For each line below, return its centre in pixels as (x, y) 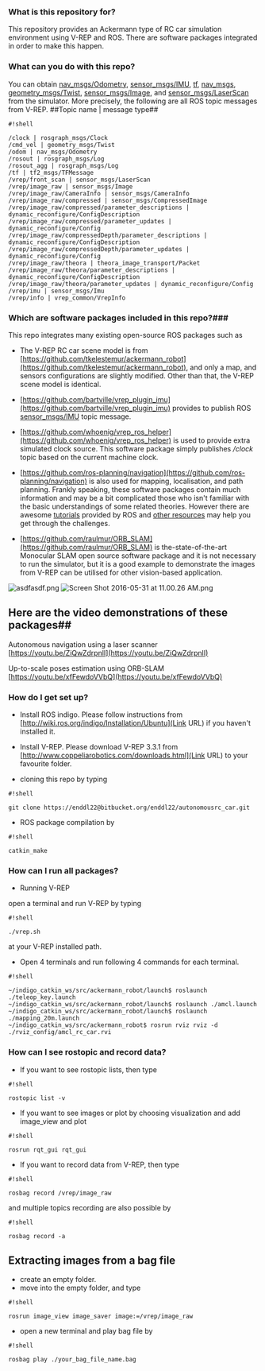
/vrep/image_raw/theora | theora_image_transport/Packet (104, 263)
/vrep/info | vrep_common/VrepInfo (67, 298)
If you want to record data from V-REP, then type (100, 1164)
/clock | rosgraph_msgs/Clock (58, 137)
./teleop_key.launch (42, 997)
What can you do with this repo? (72, 67)
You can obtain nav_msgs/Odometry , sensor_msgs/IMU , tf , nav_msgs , (122, 84)
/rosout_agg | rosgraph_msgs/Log (63, 165)
